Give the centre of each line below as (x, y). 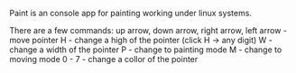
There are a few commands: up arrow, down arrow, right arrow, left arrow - (148, 30)
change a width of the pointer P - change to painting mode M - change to (146, 50)
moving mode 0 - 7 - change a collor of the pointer (104, 59)
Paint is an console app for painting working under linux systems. (131, 13)
